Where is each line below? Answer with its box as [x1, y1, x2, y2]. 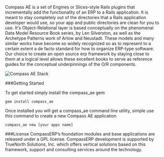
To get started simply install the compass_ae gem [5, 90, 105, 95]
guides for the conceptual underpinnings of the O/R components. [5, 61, 137, 67]
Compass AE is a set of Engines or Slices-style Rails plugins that [5, 4, 135, 10]
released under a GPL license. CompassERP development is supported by [5, 136, 154, 142]
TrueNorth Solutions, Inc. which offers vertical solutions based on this [5, 141, 146, 147]
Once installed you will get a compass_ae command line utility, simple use [5, 108, 154, 113]
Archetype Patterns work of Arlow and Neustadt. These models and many [5, 35, 154, 41]
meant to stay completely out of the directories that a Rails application [5, 15, 146, 20]
